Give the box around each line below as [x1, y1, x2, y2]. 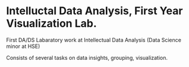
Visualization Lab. [6, 17, 97, 30]
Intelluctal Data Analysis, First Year [6, 4, 183, 18]
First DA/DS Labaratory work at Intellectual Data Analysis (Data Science [6, 36, 181, 43]
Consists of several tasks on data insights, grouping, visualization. [6, 54, 168, 61]
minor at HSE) [6, 43, 40, 50]
